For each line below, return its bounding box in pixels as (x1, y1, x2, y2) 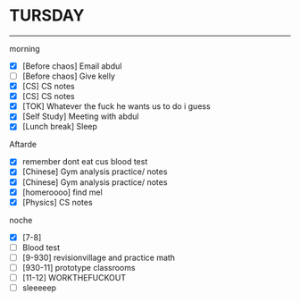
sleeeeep (21, 282, 56, 293)
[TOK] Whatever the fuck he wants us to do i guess (21, 101, 212, 112)
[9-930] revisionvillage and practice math (21, 252, 176, 263)
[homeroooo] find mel (21, 187, 103, 197)
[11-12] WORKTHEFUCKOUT (21, 272, 127, 282)
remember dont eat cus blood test (21, 156, 148, 167)
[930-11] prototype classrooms (21, 262, 136, 273)
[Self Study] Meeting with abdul (21, 111, 139, 122)
